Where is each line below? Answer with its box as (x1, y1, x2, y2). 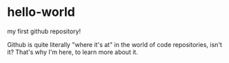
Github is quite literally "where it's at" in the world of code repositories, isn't (7, 40, 223, 48)
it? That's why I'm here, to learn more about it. (7, 48, 138, 56)
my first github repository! (7, 27, 81, 35)
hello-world (7, 4, 76, 20)
